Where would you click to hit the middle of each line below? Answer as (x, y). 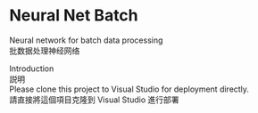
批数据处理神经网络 (45, 51)
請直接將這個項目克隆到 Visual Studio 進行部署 (94, 100)
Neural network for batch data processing (86, 40)
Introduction (32, 69)
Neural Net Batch (74, 16)
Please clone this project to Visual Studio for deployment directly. (129, 89)
